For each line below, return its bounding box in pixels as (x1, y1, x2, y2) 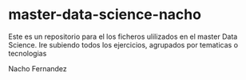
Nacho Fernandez (8, 63, 68, 73)
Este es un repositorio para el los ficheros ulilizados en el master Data (8, 32, 238, 41)
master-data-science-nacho (8, 6, 202, 24)
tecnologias (8, 48, 47, 58)
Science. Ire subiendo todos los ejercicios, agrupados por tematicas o (8, 40, 238, 49)
